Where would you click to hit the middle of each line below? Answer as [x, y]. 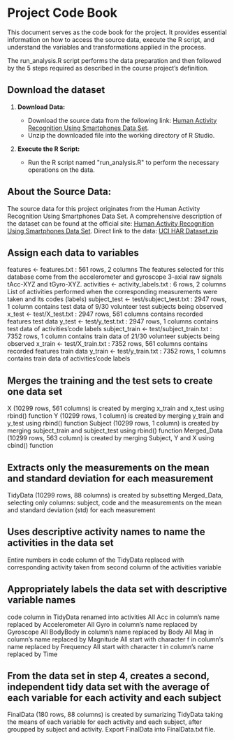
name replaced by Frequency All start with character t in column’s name [111, 646]
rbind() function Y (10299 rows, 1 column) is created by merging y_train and [116, 416]
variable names [42, 600]
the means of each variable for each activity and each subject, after [105, 722]
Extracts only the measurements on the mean [108, 467]
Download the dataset [56, 90]
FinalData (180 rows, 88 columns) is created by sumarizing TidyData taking [115, 715]
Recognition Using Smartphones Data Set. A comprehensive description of [115, 216]
